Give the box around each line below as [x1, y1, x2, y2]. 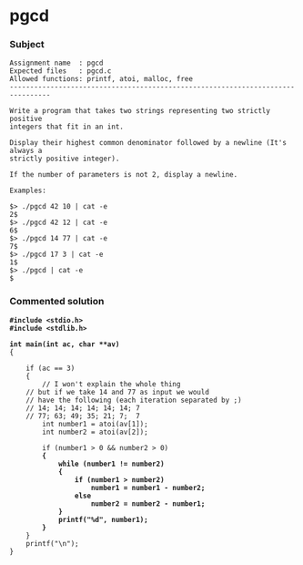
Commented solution [9, 295, 105, 308]
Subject [9, 38, 45, 51]
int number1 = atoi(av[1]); [42, 419, 148, 428]
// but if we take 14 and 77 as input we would [25, 387, 209, 396]
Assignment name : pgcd [9, 58, 104, 68]
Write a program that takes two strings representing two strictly [9, 107, 271, 116]
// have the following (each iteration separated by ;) [25, 395, 243, 405]
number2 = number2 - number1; [90, 498, 206, 508]
